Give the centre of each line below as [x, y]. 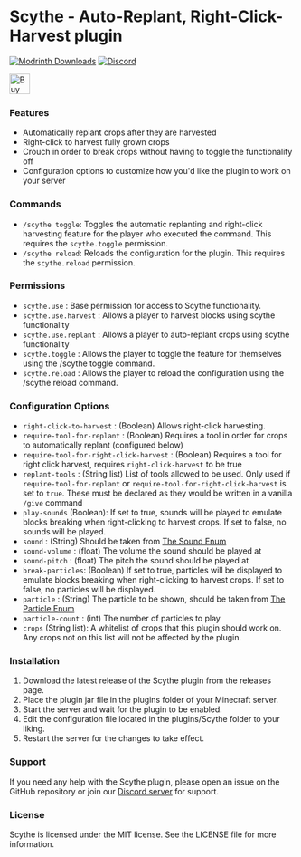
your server [44, 181]
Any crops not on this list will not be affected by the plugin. [132, 638]
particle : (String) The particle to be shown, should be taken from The [154, 599]
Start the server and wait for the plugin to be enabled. [122, 709]
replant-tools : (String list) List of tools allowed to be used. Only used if [156, 474]
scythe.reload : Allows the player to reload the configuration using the [153, 372]
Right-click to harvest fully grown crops [96, 142]
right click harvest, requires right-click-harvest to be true [132, 465]
